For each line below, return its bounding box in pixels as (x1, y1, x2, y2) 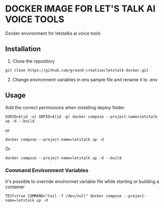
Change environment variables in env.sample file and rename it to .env (12, 76, 158, 83)
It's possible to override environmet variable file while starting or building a (5, 178, 159, 184)
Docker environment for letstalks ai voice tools (5, 30, 101, 36)
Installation (5, 45, 41, 53)
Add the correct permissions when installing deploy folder (5, 104, 125, 110)
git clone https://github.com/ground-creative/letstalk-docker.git (5, 68, 149, 73)
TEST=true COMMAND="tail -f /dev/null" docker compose (5, 193, 122, 198)
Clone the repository (12, 58, 55, 64)
